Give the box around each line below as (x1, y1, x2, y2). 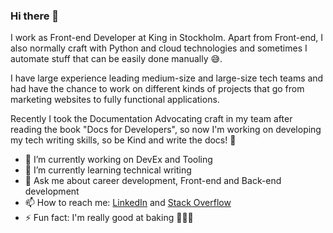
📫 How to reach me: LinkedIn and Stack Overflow (24, 197, 232, 209)
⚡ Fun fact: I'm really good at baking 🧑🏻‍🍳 (24, 212, 194, 224)
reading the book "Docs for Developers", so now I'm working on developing (10, 124, 322, 136)
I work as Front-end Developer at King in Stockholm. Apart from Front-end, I (10, 32, 324, 44)
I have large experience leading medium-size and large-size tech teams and (10, 72, 324, 84)
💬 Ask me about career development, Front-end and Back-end (24, 175, 282, 187)
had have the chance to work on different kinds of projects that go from (10, 83, 305, 95)
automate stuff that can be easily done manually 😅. (10, 53, 223, 65)
